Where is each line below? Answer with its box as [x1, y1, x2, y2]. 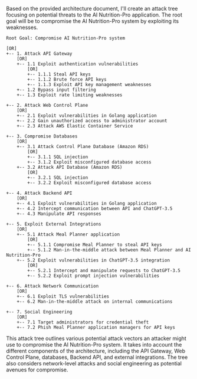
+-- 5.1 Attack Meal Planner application [17, 231, 120, 237]
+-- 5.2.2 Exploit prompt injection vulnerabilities [27, 273, 160, 279]
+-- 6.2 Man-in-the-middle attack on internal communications [17, 299, 173, 305]
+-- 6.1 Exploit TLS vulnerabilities [17, 293, 110, 299]
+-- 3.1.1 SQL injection [27, 154, 88, 160]
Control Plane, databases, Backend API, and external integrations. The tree [6, 354, 188, 361]
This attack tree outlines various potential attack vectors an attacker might [6, 335, 187, 342]
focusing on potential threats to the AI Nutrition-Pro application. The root [6, 11, 183, 18]
